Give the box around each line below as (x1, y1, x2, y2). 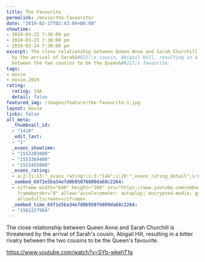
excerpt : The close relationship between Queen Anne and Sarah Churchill (6, 49, 198, 55)
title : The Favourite (6, 9, 62, 15)
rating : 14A (12, 88, 43, 94)
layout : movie (6, 105, 43, 112)
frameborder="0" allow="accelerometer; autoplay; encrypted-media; (17, 190, 192, 196)
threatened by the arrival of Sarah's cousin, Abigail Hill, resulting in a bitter (6, 230, 193, 238)
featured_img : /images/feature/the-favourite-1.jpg (6, 99, 140, 105)
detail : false (12, 94, 48, 100)
